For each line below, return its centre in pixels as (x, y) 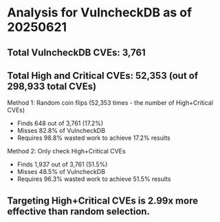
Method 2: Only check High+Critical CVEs (66, 151)
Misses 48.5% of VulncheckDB (61, 172)
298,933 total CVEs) (52, 86)
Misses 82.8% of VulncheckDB (61, 131)
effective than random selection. (78, 211)
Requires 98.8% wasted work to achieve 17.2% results (93, 138)
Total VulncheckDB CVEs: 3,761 (76, 52)
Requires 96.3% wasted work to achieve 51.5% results (94, 179)
